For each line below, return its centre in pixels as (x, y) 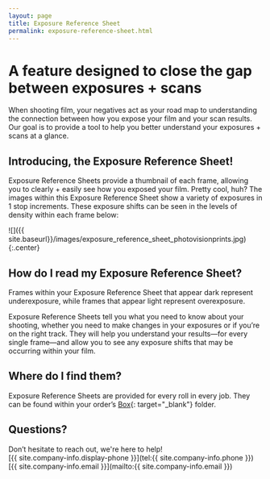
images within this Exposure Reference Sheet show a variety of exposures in (135, 198)
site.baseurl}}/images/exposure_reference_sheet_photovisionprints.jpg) (127, 240)
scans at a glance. (39, 136)
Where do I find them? (65, 376)
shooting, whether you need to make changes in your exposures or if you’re (134, 325)
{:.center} (24, 248)
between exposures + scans (105, 87)
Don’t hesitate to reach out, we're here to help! (85, 449)
